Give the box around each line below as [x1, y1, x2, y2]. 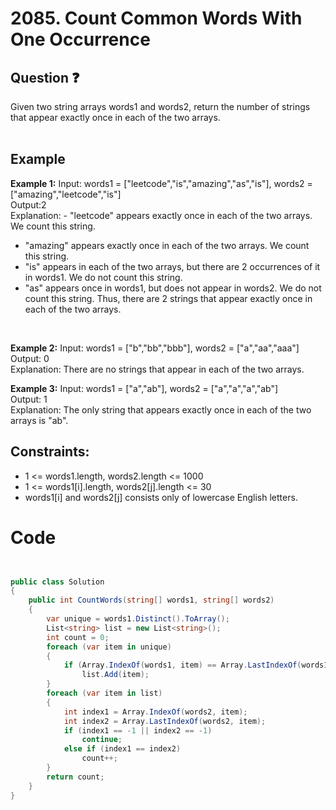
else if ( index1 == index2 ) [63, 744, 182, 754]
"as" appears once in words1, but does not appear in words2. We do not [24, 282, 322, 294]
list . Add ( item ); [81, 670, 150, 680]
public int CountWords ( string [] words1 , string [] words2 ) [28, 595, 275, 606]
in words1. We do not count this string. [24, 271, 183, 283]
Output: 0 [10, 352, 50, 364]
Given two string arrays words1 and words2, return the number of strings [10, 101, 311, 112]
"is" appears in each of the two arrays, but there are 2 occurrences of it [24, 260, 321, 272]
